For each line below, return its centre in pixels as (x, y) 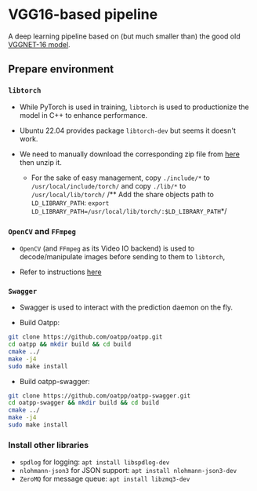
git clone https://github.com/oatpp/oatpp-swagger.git (100, 396)
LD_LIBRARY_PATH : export (70, 203)
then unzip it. (41, 162)
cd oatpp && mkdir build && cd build (70, 344)
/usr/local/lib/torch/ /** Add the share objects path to (122, 194)
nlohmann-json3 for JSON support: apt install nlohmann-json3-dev (128, 471)
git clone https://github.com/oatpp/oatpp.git (85, 337)
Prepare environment (61, 70)
